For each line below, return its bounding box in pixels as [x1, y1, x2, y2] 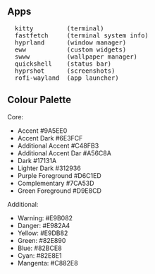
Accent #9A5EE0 [17, 126, 68, 135]
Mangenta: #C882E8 [17, 258, 79, 267]
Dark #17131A [17, 156, 57, 165]
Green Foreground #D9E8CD [17, 186, 102, 195]
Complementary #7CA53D [17, 179, 94, 187]
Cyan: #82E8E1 [17, 251, 62, 260]
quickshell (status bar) [14, 59, 112, 68]
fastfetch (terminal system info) [14, 31, 149, 40]
